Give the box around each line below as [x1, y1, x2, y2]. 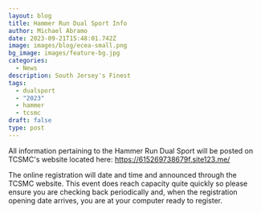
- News [15, 64, 38, 72]
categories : [8, 57, 48, 65]
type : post [8, 124, 45, 132]
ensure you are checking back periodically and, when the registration [8, 186, 239, 197]
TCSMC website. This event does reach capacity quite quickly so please [8, 178, 248, 188]
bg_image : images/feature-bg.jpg [8, 49, 120, 57]
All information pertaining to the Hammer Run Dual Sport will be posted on [8, 145, 254, 155]
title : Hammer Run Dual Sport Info [8, 19, 128, 27]
